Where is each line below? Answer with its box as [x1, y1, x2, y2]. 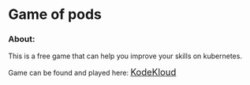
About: [8, 34, 35, 45]
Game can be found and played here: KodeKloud [8, 67, 177, 78]
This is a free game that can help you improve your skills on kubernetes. [8, 51, 243, 61]
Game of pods [8, 6, 103, 24]
